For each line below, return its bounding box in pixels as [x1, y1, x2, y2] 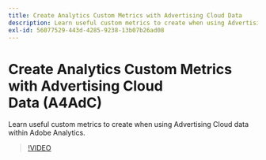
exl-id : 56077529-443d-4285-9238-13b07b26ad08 [8, 26, 165, 34]
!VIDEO [27, 143, 51, 153]
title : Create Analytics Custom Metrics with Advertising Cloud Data [8, 11, 243, 20]
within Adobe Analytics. [8, 128, 85, 138]
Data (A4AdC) [8, 94, 103, 111]
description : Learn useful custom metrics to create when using [8, 19, 225, 27]
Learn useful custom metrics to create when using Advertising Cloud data [8, 120, 249, 129]
